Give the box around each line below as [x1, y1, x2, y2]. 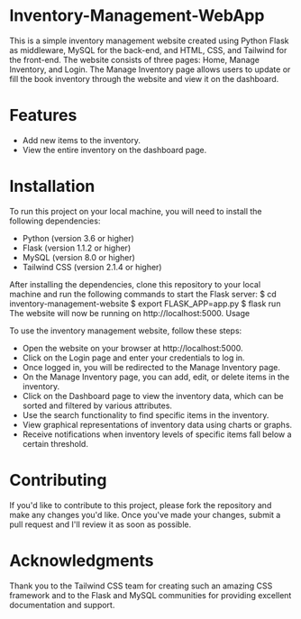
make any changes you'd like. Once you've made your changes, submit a [9, 509, 281, 520]
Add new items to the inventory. [22, 134, 141, 145]
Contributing [9, 470, 107, 490]
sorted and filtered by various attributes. [22, 400, 173, 411]
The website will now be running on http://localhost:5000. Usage [9, 307, 251, 318]
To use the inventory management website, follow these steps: [9, 325, 242, 336]
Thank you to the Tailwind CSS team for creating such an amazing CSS [9, 580, 273, 591]
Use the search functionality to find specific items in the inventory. [22, 409, 269, 420]
